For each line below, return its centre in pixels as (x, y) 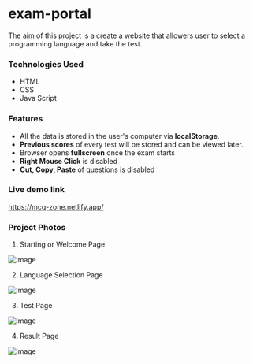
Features (26, 119)
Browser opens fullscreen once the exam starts (97, 152)
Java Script (38, 98)
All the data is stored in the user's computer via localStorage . (119, 136)
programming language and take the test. (75, 43)
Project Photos (37, 227)
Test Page (36, 306)
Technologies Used (46, 64)
